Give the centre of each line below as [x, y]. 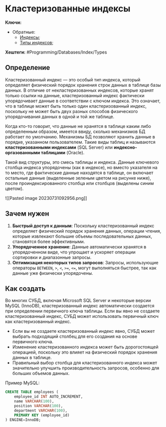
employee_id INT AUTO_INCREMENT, [49, 397]
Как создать [25, 288]
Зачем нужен [27, 214]
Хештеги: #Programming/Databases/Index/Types [56, 52]
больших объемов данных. [41, 373]
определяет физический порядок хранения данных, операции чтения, [87, 231]
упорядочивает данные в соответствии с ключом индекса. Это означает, [83, 101]
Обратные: [24, 32]
